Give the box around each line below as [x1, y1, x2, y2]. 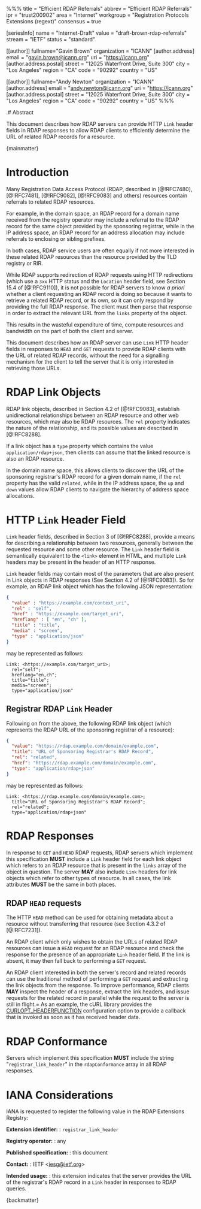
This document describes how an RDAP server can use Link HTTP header [6, 338, 188, 346]
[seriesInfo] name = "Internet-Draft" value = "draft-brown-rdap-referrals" [6, 29, 187, 37]
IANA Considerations [6, 1088, 114, 1102]
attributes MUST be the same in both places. [6, 881, 117, 888]
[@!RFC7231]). [6, 927, 42, 934]
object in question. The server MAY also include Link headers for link [6, 868, 178, 875]
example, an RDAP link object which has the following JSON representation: [6, 582, 193, 590]
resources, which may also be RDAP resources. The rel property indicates [6, 418, 190, 425]
